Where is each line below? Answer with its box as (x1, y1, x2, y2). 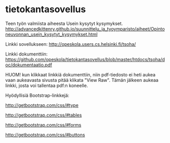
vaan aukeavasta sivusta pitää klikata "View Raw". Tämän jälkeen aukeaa (5, 77, 159, 83)
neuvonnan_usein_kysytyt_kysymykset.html (5, 31, 98, 37)
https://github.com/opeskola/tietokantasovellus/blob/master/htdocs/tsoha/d (5, 56, 165, 62)
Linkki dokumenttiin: (5, 51, 48, 57)
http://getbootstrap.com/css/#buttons (5, 131, 85, 138)
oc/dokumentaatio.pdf (5, 62, 53, 68)
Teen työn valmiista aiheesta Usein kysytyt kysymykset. (5, 20, 123, 26)
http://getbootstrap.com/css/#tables (5, 112, 82, 118)
